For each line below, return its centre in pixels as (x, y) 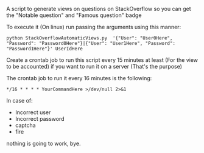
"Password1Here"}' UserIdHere (45, 49)
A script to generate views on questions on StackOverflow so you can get (99, 9)
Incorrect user (33, 112)
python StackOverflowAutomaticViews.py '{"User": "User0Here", (90, 38)
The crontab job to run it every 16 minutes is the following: (79, 78)
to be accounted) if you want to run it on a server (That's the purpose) (94, 66)
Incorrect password (40, 119)
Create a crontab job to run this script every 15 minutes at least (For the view (102, 60)
